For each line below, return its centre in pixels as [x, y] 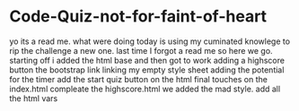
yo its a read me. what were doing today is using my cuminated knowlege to [149, 41]
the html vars [34, 98]
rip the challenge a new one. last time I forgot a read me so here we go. [141, 50]
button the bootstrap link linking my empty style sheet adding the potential [147, 70]
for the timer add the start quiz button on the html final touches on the [138, 79]
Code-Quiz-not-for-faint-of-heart [138, 17]
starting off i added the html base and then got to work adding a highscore [147, 60]
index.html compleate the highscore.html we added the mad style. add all [145, 89]
